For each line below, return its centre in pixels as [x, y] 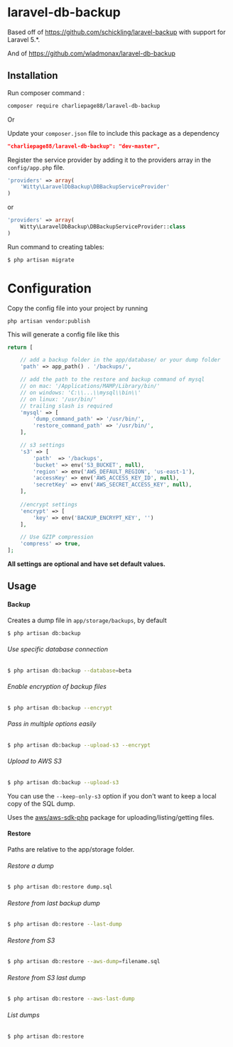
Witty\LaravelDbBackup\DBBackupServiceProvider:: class [103, 227]
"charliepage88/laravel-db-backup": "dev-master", [84, 146]
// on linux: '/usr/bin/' [59, 399]
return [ [20, 347]
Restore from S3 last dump [47, 977]
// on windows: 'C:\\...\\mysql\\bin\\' [81, 392]
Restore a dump [31, 866]
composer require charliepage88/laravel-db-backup [84, 106]
